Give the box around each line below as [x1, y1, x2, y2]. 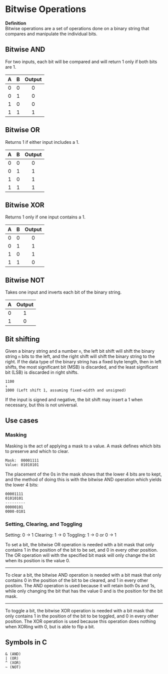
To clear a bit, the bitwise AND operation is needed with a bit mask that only [5, 572, 161, 578]
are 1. [5, 64, 16, 70]
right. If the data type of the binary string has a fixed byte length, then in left [5, 359, 161, 364]
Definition [5, 20, 26, 26]
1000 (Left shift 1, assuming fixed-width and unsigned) [5, 388, 126, 393]
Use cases [5, 416, 38, 425]
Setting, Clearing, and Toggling [5, 520, 82, 527]
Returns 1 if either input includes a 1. [5, 139, 79, 145]
